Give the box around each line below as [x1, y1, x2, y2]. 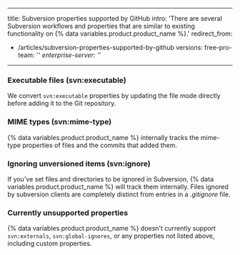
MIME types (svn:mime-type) [7, 117, 112, 127]
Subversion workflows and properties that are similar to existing [7, 22, 195, 30]
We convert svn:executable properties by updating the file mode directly [7, 91, 221, 100]
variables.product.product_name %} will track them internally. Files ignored [7, 182, 229, 191]
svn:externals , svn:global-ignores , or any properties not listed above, [7, 231, 215, 240]
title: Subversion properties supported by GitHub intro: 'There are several [7, 14, 223, 22]
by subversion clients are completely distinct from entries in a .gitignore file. [7, 190, 231, 199]
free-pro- [204, 44, 232, 51]
